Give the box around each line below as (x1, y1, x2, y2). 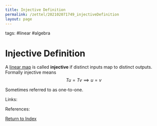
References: (5, 106, 30, 112)
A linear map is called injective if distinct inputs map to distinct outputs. (5, 64, 153, 70)
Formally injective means (5, 69, 56, 75)
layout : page (5, 16, 32, 21)
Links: (5, 97, 17, 103)
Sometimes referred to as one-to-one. (5, 87, 84, 93)
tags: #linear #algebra (5, 30, 51, 36)
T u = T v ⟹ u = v (66, 77, 102, 83)
